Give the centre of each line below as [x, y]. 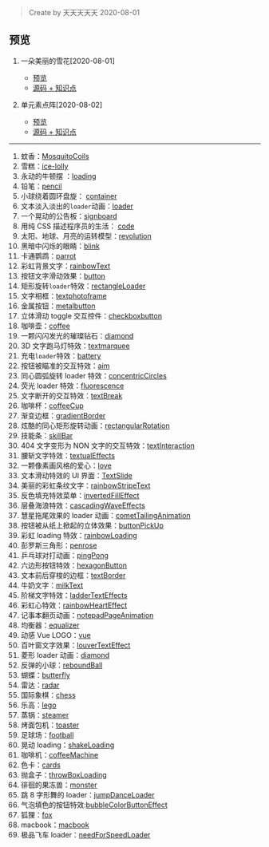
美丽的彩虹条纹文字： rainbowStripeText [85, 485]
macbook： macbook [55, 825]
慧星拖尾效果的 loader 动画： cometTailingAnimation [105, 515]
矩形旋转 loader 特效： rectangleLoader [83, 286]
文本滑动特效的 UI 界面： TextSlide [76, 475]
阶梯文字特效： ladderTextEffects [74, 595]
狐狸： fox [36, 814]
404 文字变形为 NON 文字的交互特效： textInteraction [107, 445]
